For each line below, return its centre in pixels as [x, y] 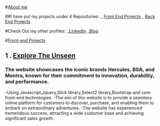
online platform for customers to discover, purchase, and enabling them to [80, 103]
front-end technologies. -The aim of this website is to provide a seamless [79, 97]
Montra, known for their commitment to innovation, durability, [80, 76]
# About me [16, 7]
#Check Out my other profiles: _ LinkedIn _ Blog [52, 31]
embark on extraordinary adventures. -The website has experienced [74, 108]
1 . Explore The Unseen [40, 56]
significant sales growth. [30, 118]
